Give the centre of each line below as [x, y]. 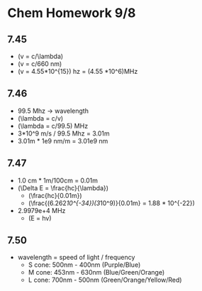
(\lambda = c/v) [40, 118]
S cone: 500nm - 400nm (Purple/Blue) [84, 265]
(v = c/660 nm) [40, 64]
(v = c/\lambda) [40, 56]
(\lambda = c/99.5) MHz [53, 126]
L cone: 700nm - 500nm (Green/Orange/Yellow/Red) [105, 280]
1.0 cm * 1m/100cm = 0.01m [57, 180]
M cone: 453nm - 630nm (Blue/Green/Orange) [96, 273]
